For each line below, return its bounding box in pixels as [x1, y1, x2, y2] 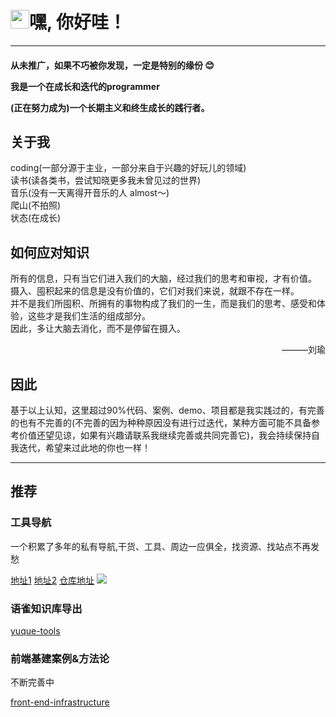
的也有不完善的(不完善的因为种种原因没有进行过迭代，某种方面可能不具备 [10, 416, 312, 428]
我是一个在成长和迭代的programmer [10, 80, 160, 92]
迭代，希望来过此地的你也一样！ [18, 441, 151, 453]
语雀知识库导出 [10, 601, 83, 615]
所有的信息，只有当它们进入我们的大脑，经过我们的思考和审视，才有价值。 [10, 273, 317, 285]
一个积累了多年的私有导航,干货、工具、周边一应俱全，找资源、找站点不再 [10, 540, 312, 552]
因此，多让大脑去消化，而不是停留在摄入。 [10, 323, 186, 335]
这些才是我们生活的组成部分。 [27, 310, 151, 322]
